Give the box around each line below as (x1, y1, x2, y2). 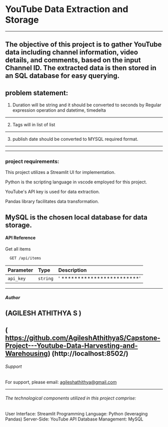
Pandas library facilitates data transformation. (5, 198, 99, 204)
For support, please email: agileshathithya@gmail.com (5, 379, 117, 385)
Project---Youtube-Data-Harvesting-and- (5, 342, 138, 350)
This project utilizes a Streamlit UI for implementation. (5, 169, 116, 175)
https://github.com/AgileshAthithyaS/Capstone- (5, 334, 160, 342)
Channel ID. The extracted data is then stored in (5, 64, 156, 72)
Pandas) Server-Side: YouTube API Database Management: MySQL (5, 416, 143, 422)
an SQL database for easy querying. (5, 72, 120, 80)
